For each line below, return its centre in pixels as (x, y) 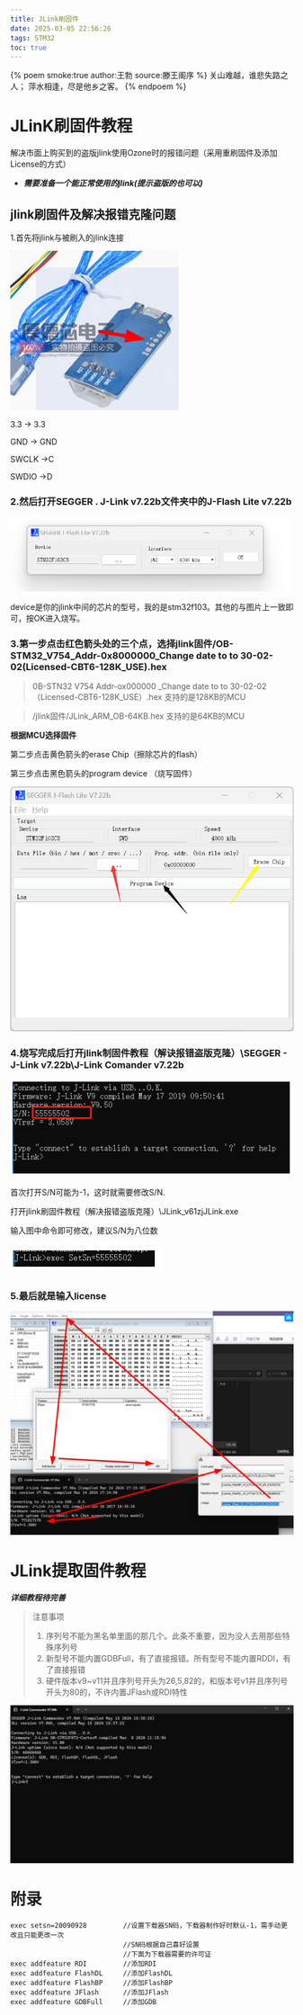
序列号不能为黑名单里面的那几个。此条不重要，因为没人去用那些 (164, 1635)
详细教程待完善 (38, 1598)
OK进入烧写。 (59, 618)
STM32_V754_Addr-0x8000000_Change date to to (125, 655)
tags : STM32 (32, 38)
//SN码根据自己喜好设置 (161, 1944)
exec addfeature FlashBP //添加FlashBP (92, 1983)
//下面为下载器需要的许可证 (167, 1954)
